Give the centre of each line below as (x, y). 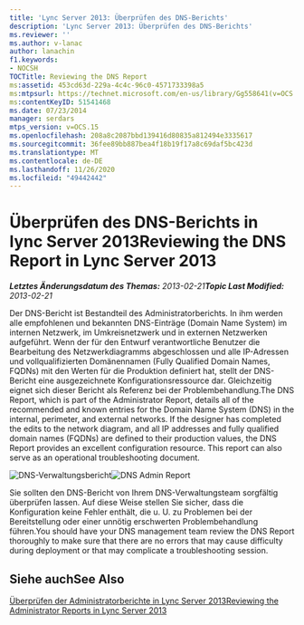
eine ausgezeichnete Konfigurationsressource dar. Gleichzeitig (155, 380)
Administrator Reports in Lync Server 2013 (88, 611)
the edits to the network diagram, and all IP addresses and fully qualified (144, 429)
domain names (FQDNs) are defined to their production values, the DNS (143, 438)
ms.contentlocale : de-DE (56, 161)
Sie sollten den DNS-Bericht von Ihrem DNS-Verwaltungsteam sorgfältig (144, 493)
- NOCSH (24, 69)
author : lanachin (42, 52)
